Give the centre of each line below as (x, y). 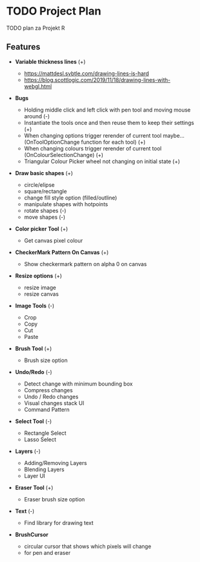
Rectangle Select (45, 433)
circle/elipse (39, 185)
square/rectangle (46, 191)
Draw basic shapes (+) (44, 173)
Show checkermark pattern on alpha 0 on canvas (85, 264)
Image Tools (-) (34, 306)
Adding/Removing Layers (56, 463)
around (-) (37, 116)
